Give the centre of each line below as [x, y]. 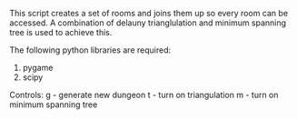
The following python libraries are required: [90, 50]
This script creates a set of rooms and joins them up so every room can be [149, 13]
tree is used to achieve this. [61, 32]
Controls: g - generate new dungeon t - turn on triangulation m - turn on [144, 95]
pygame [38, 68]
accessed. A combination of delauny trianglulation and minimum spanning [148, 23]
